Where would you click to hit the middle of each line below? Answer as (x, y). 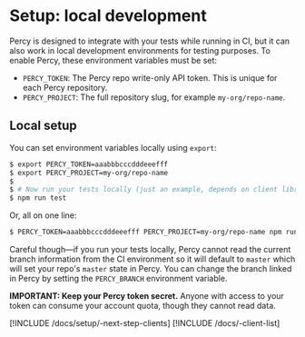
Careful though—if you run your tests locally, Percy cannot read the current (150, 249)
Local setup (43, 126)
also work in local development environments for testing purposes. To (140, 50)
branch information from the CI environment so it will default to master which (152, 259)
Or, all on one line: (43, 215)
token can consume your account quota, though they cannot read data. (143, 306)
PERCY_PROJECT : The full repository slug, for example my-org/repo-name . (154, 97)
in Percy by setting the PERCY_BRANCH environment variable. (118, 278)
